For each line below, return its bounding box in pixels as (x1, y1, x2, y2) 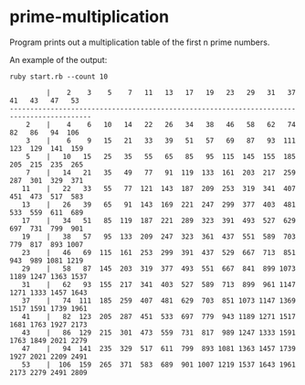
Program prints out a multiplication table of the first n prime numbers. (9, 37, 270, 48)
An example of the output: (9, 54, 108, 65)
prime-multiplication (9, 6, 170, 27)
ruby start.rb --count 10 (9, 71, 108, 81)
